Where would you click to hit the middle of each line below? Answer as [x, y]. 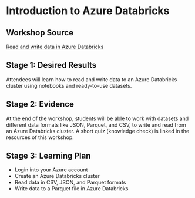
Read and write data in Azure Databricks [55, 47]
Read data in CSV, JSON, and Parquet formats [70, 182]
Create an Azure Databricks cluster [57, 176]
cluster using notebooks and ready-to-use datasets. [69, 85]
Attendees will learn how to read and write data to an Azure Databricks [92, 79]
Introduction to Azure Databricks [88, 11]
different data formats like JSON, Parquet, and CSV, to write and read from [96, 124]
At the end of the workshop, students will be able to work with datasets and [97, 118]
